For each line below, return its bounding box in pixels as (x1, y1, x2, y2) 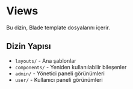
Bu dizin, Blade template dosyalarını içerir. (6, 24, 110, 31)
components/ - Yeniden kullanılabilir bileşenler (14, 63, 127, 70)
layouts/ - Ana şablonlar (14, 57, 76, 64)
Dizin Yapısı (6, 41, 51, 51)
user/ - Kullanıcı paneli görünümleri (14, 76, 104, 83)
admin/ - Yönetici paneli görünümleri (14, 70, 105, 77)
